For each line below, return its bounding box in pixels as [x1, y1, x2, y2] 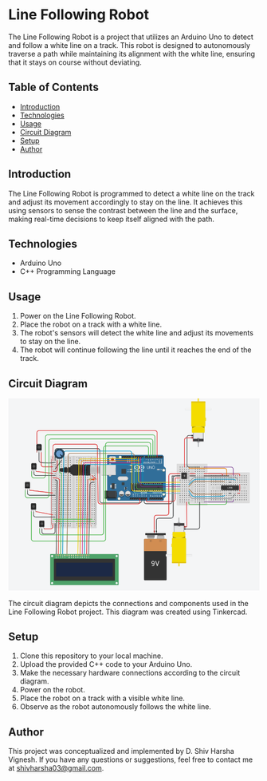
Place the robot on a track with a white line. [19, 319, 163, 329]
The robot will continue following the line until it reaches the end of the [19, 345, 252, 355]
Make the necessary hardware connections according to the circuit [19, 668, 241, 678]
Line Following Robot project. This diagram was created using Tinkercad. [8, 607, 248, 616]
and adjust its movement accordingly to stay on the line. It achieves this [8, 197, 243, 207]
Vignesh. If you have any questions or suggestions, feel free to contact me [8, 755, 253, 764]
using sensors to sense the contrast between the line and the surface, [8, 205, 238, 215]
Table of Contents [8, 81, 100, 94]
